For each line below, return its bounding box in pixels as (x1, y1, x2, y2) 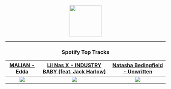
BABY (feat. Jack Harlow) (42, 68, 106, 75)
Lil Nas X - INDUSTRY (47, 62, 102, 69)
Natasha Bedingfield (112, 62, 163, 69)
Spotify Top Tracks (62, 48, 109, 55)
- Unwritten (123, 68, 153, 75)
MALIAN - (9, 62, 35, 69)
